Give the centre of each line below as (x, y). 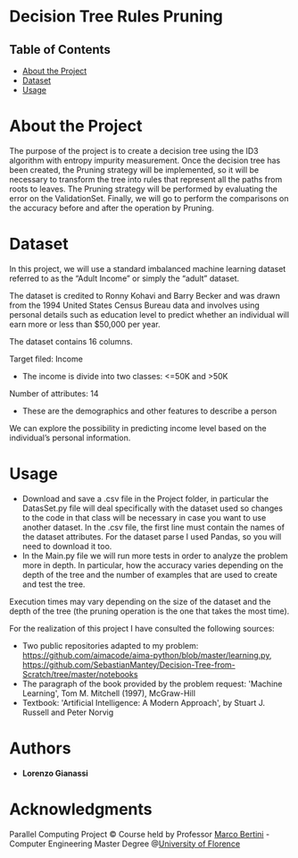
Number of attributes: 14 (54, 393)
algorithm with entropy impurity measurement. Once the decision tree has (145, 160)
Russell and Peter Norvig (68, 712)
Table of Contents (60, 50)
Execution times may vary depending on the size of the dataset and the (140, 601)
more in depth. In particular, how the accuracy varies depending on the (153, 565)
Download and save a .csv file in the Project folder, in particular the (145, 498)
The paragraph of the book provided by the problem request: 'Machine (152, 684)
